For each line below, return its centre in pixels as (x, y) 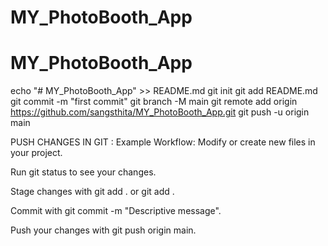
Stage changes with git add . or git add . (92, 192)
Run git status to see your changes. (83, 172)
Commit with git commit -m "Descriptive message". (116, 211)
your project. (36, 153)
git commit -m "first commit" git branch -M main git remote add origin (154, 102)
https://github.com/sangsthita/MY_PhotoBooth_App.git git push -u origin (160, 112)
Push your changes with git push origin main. (103, 230)
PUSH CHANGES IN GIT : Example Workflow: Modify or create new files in (163, 142)
